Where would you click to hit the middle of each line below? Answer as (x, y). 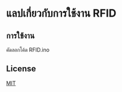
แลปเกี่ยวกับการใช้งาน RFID (61, 13)
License (21, 69)
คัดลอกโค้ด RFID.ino (28, 50)
